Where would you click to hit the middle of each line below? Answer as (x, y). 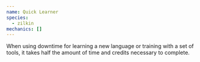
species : (17, 18)
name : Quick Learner (33, 12)
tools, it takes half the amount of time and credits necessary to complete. (98, 53)
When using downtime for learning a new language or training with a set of (100, 46)
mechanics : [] (24, 29)
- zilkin (23, 23)
